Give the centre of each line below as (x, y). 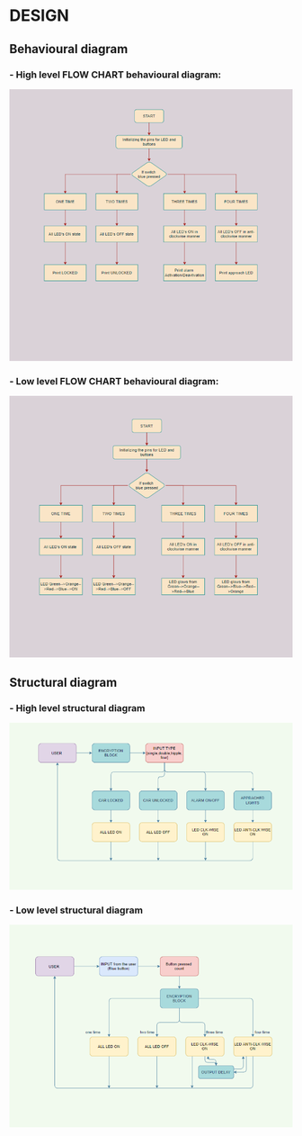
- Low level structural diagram (76, 910)
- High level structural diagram (77, 708)
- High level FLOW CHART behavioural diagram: (115, 75)
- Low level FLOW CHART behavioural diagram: (114, 381)
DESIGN (39, 16)
